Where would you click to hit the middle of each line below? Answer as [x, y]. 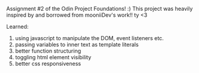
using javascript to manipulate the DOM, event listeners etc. [90, 38]
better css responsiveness [48, 63]
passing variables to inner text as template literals [77, 45]
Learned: [18, 27]
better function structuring [48, 51]
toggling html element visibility [53, 57]
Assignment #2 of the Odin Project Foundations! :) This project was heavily [99, 9]
